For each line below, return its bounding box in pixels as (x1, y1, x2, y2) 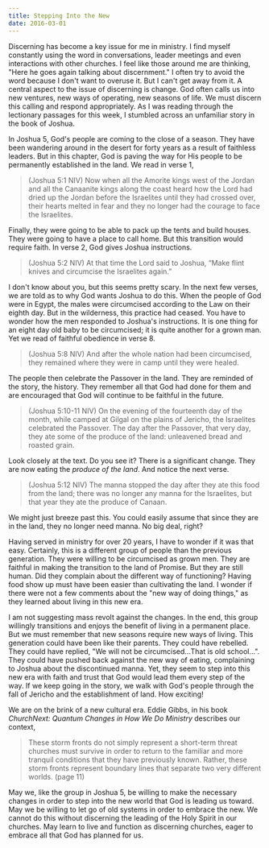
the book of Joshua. (8, 118, 75, 128)
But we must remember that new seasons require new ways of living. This (8, 629, 254, 639)
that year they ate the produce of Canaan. (27, 497, 168, 507)
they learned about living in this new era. (8, 597, 143, 606)
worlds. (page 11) (27, 771, 85, 781)
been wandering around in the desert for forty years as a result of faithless (8, 143, 256, 152)
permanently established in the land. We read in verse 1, (8, 159, 195, 169)
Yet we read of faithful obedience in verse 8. (8, 333, 155, 343)
